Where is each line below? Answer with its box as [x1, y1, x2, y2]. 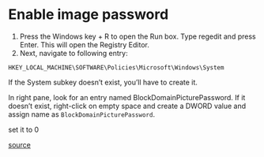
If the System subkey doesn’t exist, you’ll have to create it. [8, 77, 198, 87]
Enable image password [8, 6, 169, 24]
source [8, 140, 32, 149]
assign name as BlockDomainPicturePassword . [8, 109, 156, 119]
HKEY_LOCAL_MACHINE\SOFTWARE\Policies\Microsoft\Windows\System [8, 63, 224, 72]
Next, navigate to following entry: [19, 48, 128, 58]
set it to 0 [8, 125, 40, 134]
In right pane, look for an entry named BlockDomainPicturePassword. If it [8, 92, 246, 102]
